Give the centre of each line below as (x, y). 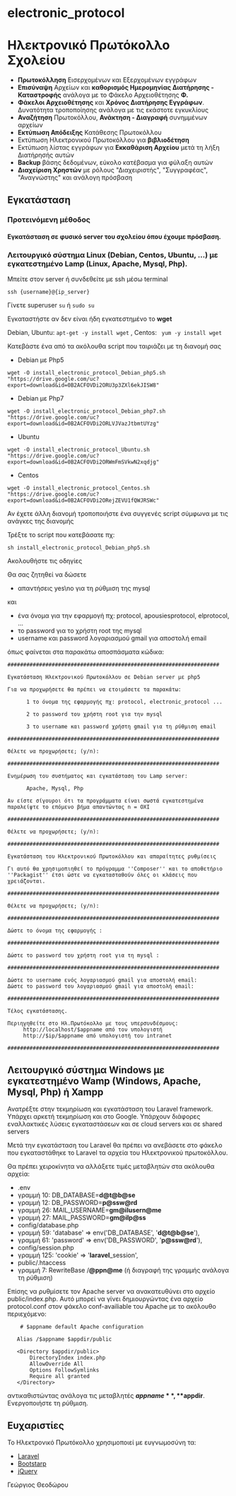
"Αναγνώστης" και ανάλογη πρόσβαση (75, 177)
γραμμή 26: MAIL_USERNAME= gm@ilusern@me (89, 1211)
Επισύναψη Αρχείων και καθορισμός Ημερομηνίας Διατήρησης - (116, 88)
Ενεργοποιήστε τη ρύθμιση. (48, 1403)
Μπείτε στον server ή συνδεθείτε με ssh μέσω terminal (88, 279)
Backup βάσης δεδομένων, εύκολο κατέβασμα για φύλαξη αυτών (115, 163)
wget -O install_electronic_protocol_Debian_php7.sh (87, 411)
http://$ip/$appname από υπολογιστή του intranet (98, 1036)
